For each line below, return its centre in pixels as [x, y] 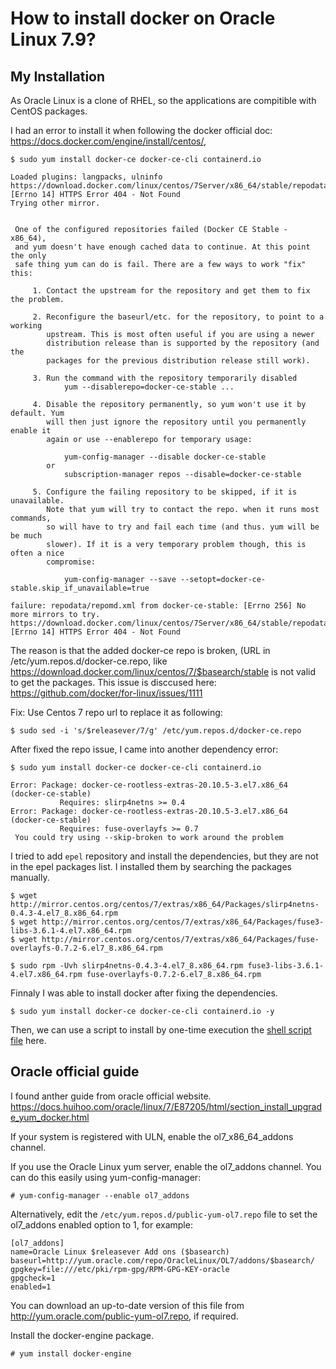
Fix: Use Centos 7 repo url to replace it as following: [116, 712]
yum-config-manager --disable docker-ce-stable [165, 457]
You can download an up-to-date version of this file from [127, 1305]
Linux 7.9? [53, 39]
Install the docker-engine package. [82, 1335]
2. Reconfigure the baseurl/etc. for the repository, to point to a [178, 317]
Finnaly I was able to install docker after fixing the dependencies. [144, 993]
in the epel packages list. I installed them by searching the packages [151, 866]
